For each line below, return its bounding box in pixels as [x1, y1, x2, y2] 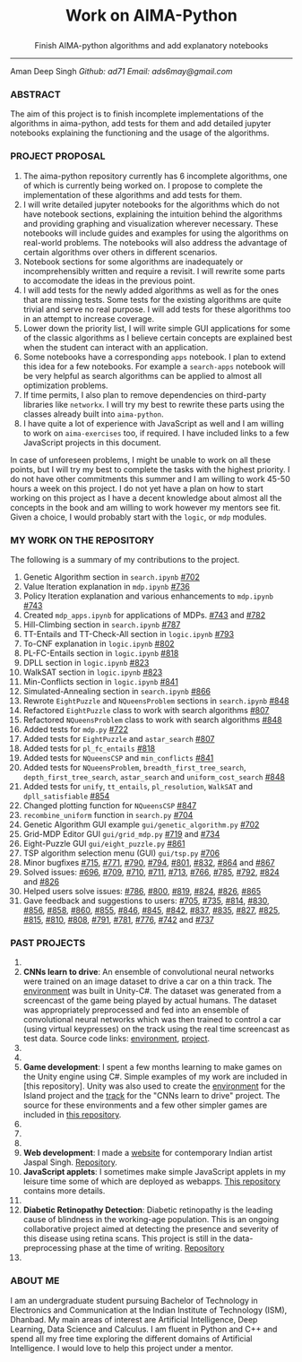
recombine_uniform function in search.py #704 [22, 810, 194, 821]
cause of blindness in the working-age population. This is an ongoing [22, 1214, 280, 1225]
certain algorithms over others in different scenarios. [22, 246, 218, 257]
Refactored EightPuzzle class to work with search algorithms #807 [22, 705, 270, 716]
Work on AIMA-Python [65, 5, 238, 26]
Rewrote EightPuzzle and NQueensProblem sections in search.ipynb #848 [22, 695, 289, 706]
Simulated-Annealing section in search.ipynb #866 [22, 686, 211, 697]
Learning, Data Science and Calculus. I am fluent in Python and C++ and [10, 1323, 278, 1334]
